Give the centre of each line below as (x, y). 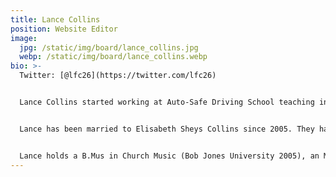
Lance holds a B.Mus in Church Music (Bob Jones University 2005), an (169, 156)
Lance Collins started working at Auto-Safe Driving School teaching (167, 102)
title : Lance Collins (55, 19)
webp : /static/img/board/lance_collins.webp (113, 57)
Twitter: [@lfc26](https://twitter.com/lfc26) (118, 76)
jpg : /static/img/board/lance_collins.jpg (109, 47)
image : (24, 38)
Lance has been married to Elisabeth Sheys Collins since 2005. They (167, 129)
